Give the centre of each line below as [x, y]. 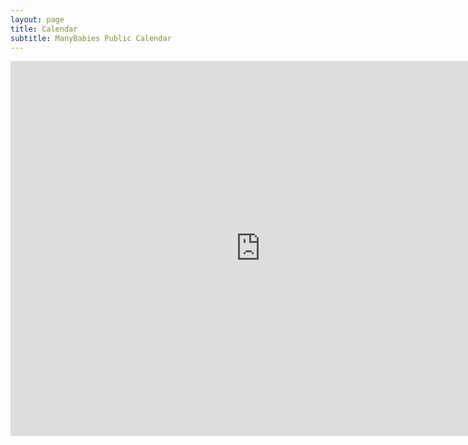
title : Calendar [44, 29]
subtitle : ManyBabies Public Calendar [91, 38]
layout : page [37, 19]
